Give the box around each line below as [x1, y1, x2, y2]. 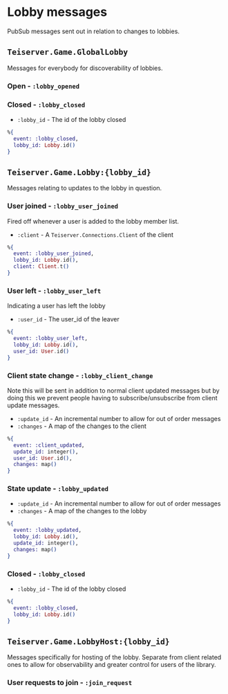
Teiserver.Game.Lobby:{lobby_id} [7, 167, 152, 177]
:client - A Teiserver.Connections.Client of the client [17, 230, 174, 239]
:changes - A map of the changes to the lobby [17, 507, 147, 515]
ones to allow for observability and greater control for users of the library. [7, 661, 216, 669]
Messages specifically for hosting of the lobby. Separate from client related [7, 653, 222, 661]
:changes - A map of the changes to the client [17, 422, 147, 430]
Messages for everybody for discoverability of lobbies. [7, 64, 163, 72]
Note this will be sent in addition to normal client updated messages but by [7, 386, 220, 395]
